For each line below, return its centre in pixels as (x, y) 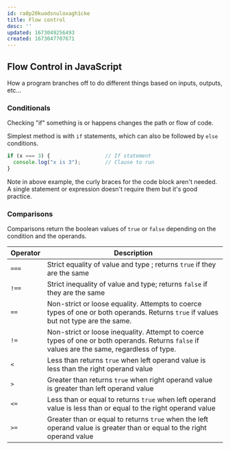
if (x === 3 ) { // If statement (79, 156)
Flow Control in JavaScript (64, 67)
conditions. (23, 144)
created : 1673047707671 (41, 39)
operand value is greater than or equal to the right (127, 428)
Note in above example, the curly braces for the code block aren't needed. (112, 181)
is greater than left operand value (100, 388)
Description (133, 253)
